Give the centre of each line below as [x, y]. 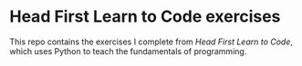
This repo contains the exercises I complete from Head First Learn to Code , [151, 42]
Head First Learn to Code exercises [145, 17]
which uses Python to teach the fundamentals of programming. [128, 51]
